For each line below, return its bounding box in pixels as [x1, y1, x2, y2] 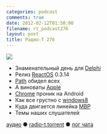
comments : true [6, 14, 44, 20]
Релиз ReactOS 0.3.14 [14, 71, 70, 78]
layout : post [6, 31, 39, 37]
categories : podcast [6, 8, 58, 15]
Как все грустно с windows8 [14, 97, 88, 103]
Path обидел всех [14, 78, 60, 84]
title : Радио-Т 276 [6, 37, 55, 43]
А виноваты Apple [14, 84, 61, 91]
